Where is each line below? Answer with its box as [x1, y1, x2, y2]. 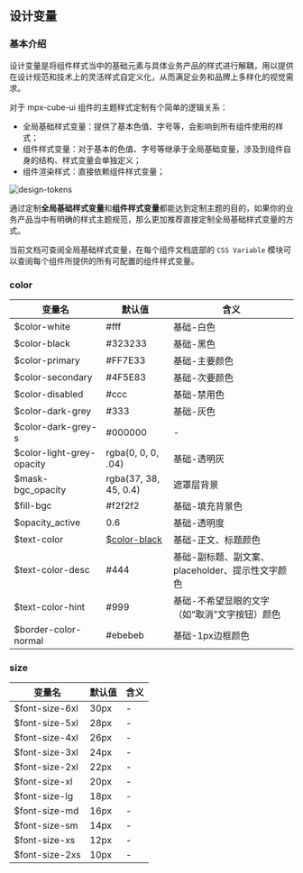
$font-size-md [14, 805, 79, 817]
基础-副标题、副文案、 [172, 550, 271, 563]
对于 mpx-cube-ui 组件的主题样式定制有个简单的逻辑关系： [9, 102, 228, 113]
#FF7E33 [106, 354, 146, 367]
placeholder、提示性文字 [172, 564, 278, 577]
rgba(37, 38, [106, 472, 161, 485]
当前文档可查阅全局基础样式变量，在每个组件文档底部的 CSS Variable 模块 [9, 244, 284, 255]
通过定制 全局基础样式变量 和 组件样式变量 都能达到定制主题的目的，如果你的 [9, 202, 286, 214]
